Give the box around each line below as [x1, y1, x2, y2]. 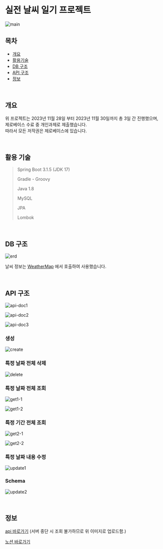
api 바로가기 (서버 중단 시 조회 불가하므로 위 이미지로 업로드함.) [5, 528, 126, 534]
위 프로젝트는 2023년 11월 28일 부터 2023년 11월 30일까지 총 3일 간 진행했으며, [5, 115, 159, 121]
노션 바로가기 [5, 539, 31, 545]
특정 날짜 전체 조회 [5, 384, 46, 391]
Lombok [17, 215, 35, 220]
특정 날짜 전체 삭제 [5, 360, 46, 367]
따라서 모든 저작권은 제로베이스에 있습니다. [5, 127, 87, 134]
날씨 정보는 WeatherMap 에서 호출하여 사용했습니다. [5, 264, 107, 270]
